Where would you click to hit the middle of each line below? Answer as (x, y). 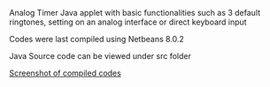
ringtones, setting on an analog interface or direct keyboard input (128, 22)
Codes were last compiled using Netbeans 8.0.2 (96, 39)
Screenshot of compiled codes (65, 73)
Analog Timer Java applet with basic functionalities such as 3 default (135, 13)
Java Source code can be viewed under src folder (100, 56)
